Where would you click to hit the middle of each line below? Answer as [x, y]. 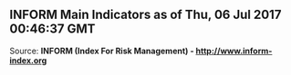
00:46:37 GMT [52, 29]
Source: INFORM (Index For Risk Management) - [102, 51]
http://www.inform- [234, 51]
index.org [28, 60]
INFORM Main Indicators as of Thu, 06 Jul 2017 [145, 15]
